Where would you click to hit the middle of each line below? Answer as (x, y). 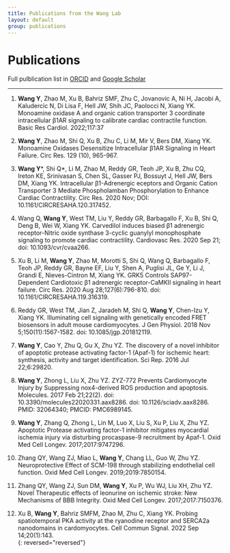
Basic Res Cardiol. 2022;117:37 (61, 128)
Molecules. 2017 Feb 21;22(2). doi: (66, 395)
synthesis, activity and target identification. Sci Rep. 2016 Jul (103, 360)
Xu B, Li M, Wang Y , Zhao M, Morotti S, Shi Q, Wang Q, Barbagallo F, (114, 261)
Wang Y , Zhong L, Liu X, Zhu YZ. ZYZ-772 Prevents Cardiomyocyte (112, 381)
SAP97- (181, 275)
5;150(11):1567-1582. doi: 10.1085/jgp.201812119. (85, 332)
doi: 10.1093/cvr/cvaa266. (54, 248)
